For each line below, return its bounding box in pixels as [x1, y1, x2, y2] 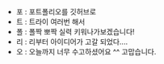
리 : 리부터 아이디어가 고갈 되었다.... [15, 37, 128, 46]
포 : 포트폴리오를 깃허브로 [15, 7, 97, 16]
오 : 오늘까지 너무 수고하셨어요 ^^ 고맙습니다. [15, 47, 157, 56]
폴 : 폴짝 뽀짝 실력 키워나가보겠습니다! [15, 27, 135, 36]
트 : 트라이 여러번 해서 [15, 17, 86, 26]
